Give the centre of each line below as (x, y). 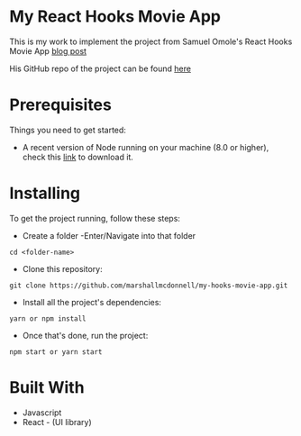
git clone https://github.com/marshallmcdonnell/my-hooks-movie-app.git (149, 286)
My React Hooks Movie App (115, 17)
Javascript (42, 413)
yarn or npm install (48, 318)
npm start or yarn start (56, 352)
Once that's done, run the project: (85, 335)
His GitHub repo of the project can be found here (100, 68)
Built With (47, 387)
